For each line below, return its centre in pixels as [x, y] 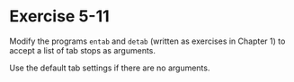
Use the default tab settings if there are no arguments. [110, 68]
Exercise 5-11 [59, 16]
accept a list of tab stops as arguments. [82, 50]
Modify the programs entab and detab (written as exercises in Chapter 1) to [147, 41]
